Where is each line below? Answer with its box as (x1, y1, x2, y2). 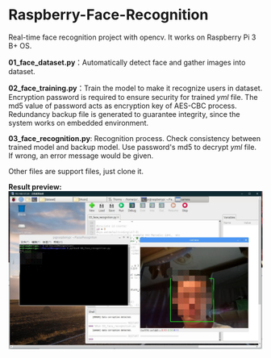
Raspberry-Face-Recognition (8, 6, 209, 24)
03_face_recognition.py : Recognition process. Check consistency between (8, 133, 261, 143)
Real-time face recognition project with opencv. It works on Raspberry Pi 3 (8, 32, 256, 42)
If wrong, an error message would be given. (8, 151, 154, 160)
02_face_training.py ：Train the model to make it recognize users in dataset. (8, 83, 263, 93)
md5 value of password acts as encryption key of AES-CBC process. (8, 101, 237, 110)
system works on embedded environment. (8, 118, 149, 127)
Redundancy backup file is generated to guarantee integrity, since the (8, 109, 240, 119)
